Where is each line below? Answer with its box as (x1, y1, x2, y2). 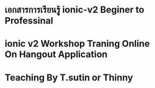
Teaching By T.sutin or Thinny (5, 72, 133, 83)
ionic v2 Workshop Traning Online (5, 38, 150, 49)
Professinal (5, 15, 53, 27)
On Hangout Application (5, 49, 108, 60)
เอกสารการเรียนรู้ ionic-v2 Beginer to (5, 4, 144, 16)
